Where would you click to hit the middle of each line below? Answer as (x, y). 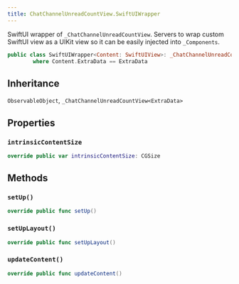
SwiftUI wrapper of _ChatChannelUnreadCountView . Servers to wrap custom (116, 34)
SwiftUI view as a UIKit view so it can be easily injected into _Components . (114, 42)
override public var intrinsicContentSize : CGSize (84, 156)
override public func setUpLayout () (62, 242)
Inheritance (33, 83)
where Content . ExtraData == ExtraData (90, 61)
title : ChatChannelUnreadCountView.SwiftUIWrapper (84, 14)
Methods (28, 178)
